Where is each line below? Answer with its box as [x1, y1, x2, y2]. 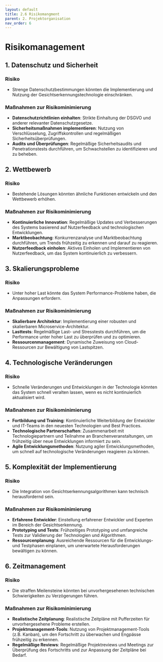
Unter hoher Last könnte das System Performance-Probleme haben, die [12, 290, 157, 296]
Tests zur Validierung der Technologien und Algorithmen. [12, 533, 127, 538]
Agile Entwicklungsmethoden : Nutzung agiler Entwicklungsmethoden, [12, 443, 155, 449]
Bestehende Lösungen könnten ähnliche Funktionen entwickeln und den [12, 191, 157, 197]
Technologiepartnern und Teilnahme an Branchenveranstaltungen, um [12, 433, 153, 439]
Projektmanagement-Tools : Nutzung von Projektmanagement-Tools [12, 626, 149, 632]
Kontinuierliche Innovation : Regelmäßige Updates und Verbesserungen [12, 220, 157, 225]
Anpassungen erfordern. [12, 295, 62, 301]
